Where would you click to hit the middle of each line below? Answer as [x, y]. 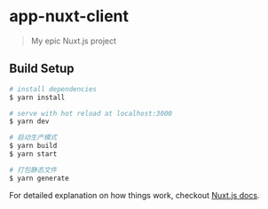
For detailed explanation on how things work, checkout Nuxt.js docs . [134, 195]
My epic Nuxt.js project [74, 41]
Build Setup [42, 69]
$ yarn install [37, 97]
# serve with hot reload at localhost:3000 [91, 113]
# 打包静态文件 [33, 170]
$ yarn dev [29, 121]
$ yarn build [33, 146]
